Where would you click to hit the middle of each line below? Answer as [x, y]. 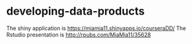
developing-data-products [76, 11]
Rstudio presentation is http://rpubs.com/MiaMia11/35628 [79, 34]
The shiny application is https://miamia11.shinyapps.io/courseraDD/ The [96, 28]
